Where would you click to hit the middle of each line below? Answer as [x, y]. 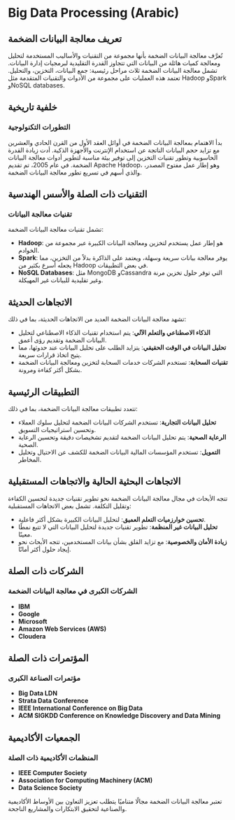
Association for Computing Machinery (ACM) [85, 780]
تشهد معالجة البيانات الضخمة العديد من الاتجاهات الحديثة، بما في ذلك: [97, 319]
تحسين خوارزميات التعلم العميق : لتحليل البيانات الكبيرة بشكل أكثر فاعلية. [112, 519]
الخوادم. [29, 251]
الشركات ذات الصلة [46, 571]
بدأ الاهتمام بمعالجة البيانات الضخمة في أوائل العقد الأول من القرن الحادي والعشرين [115, 142]
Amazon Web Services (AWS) [62, 629]
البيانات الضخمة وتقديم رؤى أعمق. [62, 340]
